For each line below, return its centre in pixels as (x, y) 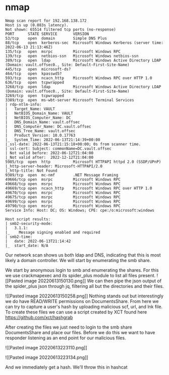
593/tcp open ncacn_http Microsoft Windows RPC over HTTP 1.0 (79, 78)
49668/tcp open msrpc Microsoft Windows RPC (63, 184)
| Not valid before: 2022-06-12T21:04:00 (49, 153)
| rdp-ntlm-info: (23, 104)
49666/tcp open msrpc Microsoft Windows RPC (63, 179)
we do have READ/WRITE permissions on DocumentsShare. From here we (82, 301)
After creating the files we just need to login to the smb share (69, 327)
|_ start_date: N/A (27, 245)
